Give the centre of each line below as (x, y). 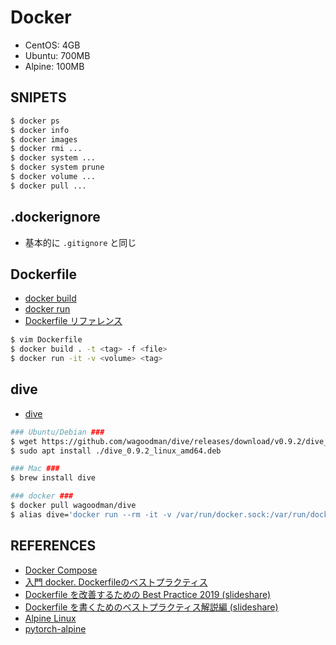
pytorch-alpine (55, 628)
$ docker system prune (57, 167)
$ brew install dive (53, 478)
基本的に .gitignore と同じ (80, 242)
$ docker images (44, 139)
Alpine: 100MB (54, 66)
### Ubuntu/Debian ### (57, 432)
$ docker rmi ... (46, 149)
